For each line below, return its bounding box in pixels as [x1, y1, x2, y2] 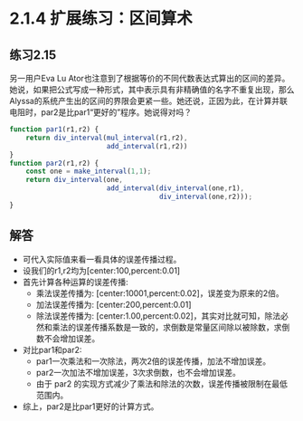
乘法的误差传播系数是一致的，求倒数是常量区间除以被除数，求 [52, 321, 282, 332]
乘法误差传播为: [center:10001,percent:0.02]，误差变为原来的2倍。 [35, 287, 284, 299]
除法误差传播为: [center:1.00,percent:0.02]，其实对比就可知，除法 [35, 310, 281, 321]
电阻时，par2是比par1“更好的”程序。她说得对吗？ [9, 107, 193, 118]
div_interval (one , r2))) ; [158, 192, 253, 201]
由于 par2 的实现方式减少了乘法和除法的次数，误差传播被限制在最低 [35, 378, 288, 389]
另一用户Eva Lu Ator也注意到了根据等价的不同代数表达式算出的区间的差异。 [9, 73, 290, 83]
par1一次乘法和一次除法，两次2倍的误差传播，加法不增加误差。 [35, 355, 271, 367]
